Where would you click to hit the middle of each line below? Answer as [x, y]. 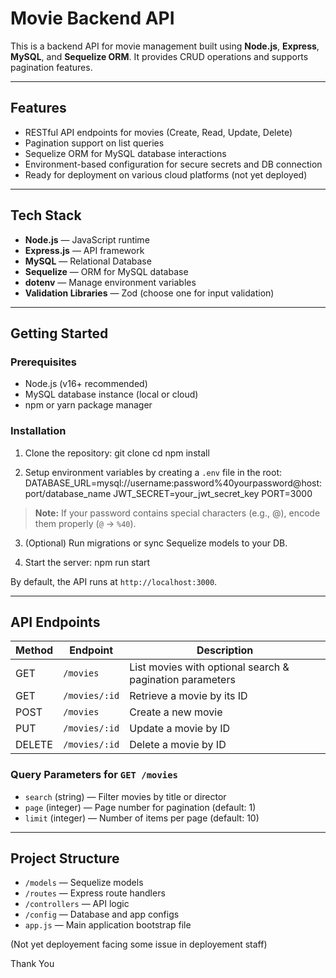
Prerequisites [43, 362]
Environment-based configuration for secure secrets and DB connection [173, 164]
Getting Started [59, 333]
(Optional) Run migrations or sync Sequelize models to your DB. [156, 543]
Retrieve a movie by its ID [188, 696]
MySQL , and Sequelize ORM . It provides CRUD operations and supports [159, 56]
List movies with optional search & [209, 667]
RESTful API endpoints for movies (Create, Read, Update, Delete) [158, 132]
